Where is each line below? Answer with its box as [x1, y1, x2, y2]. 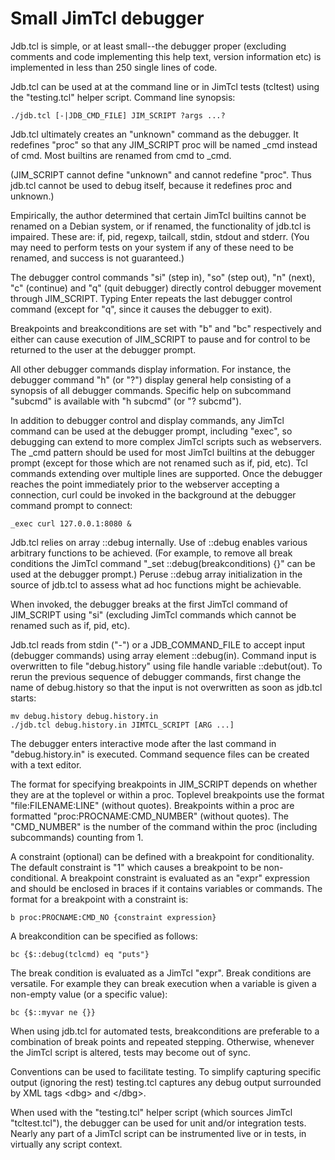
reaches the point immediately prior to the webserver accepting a [10, 478, 280, 490]
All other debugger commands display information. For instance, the [10, 363, 292, 375]
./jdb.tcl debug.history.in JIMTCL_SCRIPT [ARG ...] [10, 720, 235, 730]
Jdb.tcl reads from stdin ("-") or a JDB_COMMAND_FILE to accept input [10, 638, 306, 651]
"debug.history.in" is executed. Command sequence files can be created [10, 748, 310, 760]
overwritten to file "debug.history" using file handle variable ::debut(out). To [10, 660, 323, 672]
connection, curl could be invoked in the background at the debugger [10, 488, 297, 501]
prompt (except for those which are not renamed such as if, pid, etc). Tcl [10, 457, 308, 469]
